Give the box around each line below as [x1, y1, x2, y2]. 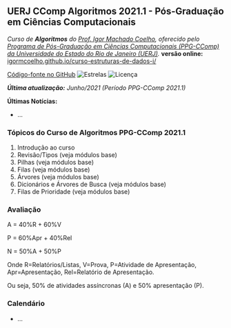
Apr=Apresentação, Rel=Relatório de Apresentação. [7, 268, 154, 276]
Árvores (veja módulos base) [17, 173, 100, 181]
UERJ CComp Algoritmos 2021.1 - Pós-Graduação [7, 6, 224, 17]
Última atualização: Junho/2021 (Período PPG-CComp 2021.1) [7, 83, 186, 92]
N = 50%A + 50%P [7, 247, 62, 255]
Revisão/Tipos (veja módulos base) [17, 151, 117, 159]
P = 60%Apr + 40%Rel [7, 234, 72, 242]
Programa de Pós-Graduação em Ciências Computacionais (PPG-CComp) [7, 42, 219, 51]
